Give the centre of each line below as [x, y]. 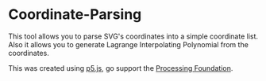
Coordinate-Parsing [75, 15]
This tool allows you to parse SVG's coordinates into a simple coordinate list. [133, 36]
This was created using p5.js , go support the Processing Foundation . [121, 68]
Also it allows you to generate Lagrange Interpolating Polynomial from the [128, 44]
